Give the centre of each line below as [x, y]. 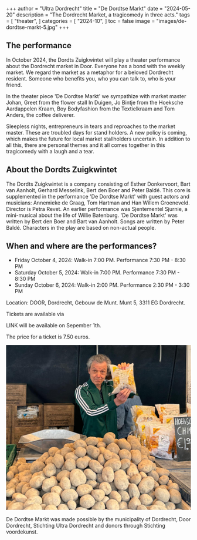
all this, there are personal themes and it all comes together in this [86, 145]
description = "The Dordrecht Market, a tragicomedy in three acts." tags [103, 15]
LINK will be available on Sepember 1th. [54, 326]
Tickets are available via [35, 314]
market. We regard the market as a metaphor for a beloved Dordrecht [90, 72]
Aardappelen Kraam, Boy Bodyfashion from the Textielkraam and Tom [90, 109]
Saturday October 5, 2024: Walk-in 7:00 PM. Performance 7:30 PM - [97, 273]
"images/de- [171, 21]
